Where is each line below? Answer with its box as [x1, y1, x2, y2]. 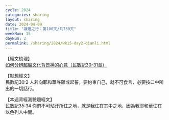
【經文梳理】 [5, 55, 32, 61]
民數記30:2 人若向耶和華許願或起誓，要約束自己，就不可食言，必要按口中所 [5, 79, 164, 85]
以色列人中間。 [5, 109, 37, 115]
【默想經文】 [5, 73, 32, 79]
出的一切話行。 [5, 85, 37, 91]
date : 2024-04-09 [5, 21, 42, 27]
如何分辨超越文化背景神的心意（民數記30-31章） [5, 62, 107, 68]
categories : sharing [5, 12, 50, 17]
